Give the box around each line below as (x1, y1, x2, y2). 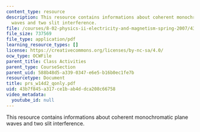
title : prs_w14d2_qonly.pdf (6, 81, 76, 87)
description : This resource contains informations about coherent (6, 14, 174, 20)
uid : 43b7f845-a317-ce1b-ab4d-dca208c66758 (6, 86, 116, 92)
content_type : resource (6, 8, 65, 15)
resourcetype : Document (6, 75, 65, 81)
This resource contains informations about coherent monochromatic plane (6, 114, 189, 121)
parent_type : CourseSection (6, 64, 76, 70)
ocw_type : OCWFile (6, 53, 52, 59)
